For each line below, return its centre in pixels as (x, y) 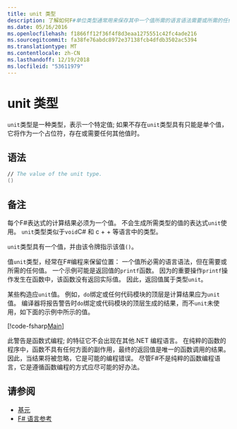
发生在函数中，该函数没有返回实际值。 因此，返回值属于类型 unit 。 (110, 279)
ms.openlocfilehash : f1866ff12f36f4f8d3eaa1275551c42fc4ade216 (102, 34)
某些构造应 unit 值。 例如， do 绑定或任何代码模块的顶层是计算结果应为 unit (114, 294)
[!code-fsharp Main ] (36, 326)
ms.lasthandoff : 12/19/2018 (49, 60)
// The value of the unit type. (55, 174)
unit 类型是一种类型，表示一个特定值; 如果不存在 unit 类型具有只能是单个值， (117, 124)
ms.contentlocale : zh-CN (44, 54)
